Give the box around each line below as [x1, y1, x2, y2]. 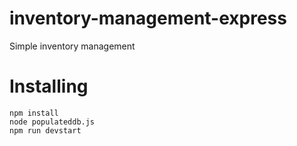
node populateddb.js [9, 117, 96, 127]
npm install [9, 108, 59, 118]
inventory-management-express [9, 7, 287, 30]
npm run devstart [9, 125, 82, 136]
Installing [9, 75, 89, 98]
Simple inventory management [9, 40, 136, 52]
